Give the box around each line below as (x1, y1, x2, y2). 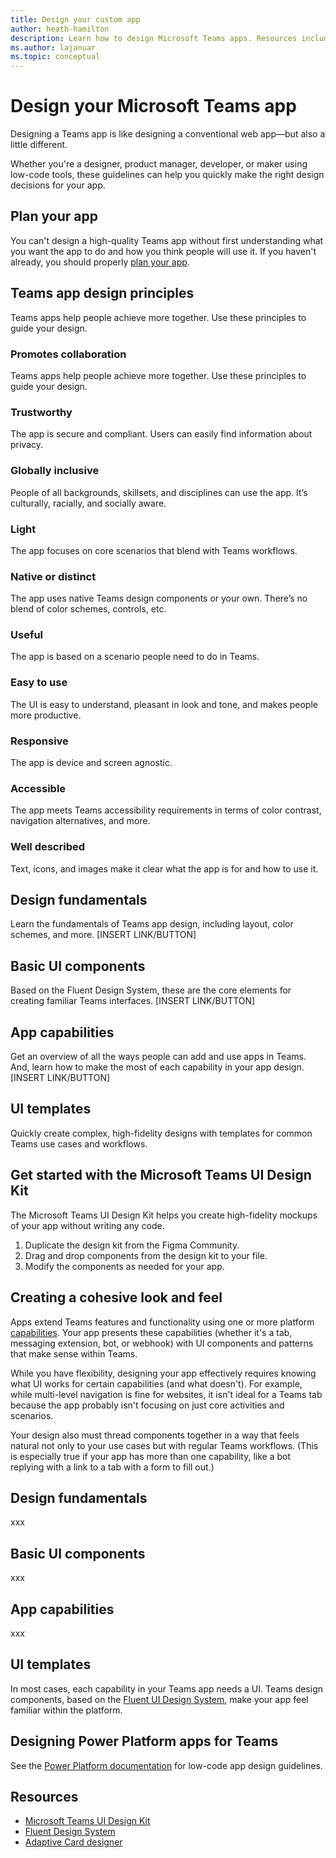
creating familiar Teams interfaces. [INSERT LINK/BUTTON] (10, 995, 256, 1007)
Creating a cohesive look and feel (10, 1289, 223, 1306)
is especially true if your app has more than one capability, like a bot (10, 1450, 292, 1462)
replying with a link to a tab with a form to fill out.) (10, 1461, 215, 1473)
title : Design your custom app (10, 14, 141, 25)
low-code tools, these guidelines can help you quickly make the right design (10, 169, 325, 181)
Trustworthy (10, 405, 73, 419)
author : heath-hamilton (10, 24, 110, 34)
